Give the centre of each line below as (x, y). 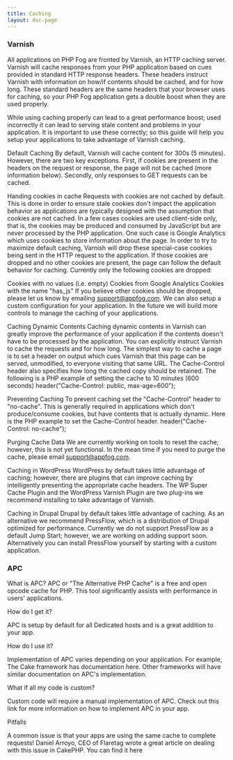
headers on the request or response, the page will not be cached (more (110, 168)
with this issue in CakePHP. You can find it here (75, 750)
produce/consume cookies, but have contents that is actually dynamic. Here (116, 414)
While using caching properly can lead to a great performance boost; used (114, 117)
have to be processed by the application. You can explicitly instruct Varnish (115, 341)
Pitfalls (17, 722)
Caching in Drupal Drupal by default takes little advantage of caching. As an (116, 513)
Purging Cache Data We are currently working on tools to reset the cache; (113, 442)
